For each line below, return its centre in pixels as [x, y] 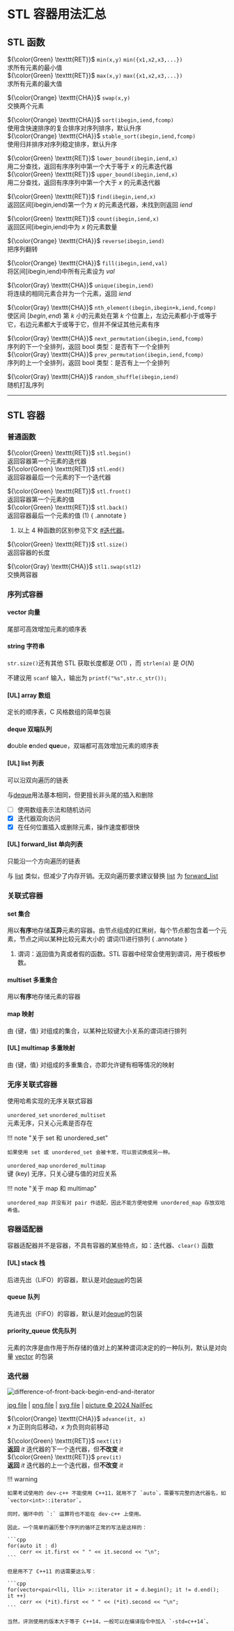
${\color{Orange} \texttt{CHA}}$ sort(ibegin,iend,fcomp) [91, 120]
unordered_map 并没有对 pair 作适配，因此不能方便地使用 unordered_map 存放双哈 [116, 1203]
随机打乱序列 [25, 385]
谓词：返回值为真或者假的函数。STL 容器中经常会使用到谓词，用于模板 [118, 954]
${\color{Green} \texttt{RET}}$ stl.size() [68, 544]
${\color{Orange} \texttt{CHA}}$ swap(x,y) [69, 97]
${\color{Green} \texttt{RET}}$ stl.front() [69, 491]
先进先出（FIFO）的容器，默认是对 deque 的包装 [75, 1313]
